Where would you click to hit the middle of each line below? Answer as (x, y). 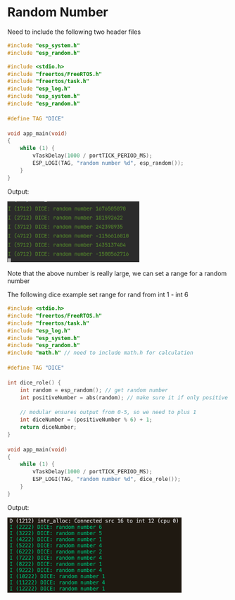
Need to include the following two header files (74, 32)
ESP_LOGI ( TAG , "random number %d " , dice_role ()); (107, 480)
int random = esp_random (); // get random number (94, 390)
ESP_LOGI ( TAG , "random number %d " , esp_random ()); (108, 163)
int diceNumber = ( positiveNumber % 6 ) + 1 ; (86, 420)
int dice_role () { (34, 382)
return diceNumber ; (49, 427)
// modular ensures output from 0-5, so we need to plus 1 (108, 413)
